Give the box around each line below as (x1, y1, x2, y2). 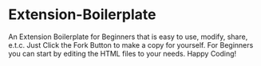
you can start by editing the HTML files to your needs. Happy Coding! (8, 49, 237, 58)
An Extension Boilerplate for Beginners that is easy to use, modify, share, (8, 32, 248, 41)
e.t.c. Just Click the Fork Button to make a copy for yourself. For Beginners (8, 40, 254, 49)
